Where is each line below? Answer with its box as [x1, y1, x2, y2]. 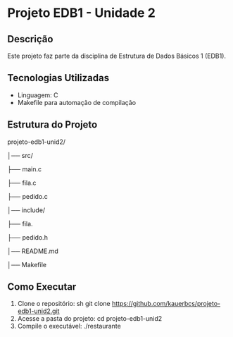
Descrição [7, 33, 53, 45]
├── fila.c [7, 178, 37, 187]
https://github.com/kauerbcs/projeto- [111, 300, 220, 308]
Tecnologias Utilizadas [7, 72, 110, 84]
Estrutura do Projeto [7, 118, 98, 131]
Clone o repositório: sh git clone [17, 300, 111, 308]
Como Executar [7, 281, 77, 293]
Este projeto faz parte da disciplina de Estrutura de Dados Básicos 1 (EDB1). [7, 51, 227, 60]
